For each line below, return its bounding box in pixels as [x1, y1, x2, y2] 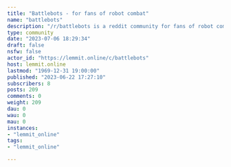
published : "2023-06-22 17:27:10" [7, 73, 107, 81]
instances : [7, 125, 38, 131]
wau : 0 [7, 112, 26, 118]
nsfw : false [7, 49, 41, 55]
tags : [7, 138, 23, 144]
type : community [7, 29, 54, 36]
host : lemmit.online [7, 61, 67, 68]
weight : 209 [7, 99, 41, 106]
